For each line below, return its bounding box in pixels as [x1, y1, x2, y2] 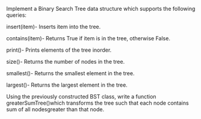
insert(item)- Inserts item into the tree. [6, 23, 101, 30]
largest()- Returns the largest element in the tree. [6, 81, 128, 88]
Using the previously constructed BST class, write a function [6, 93, 156, 100]
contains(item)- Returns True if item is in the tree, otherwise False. [6, 35, 170, 41]
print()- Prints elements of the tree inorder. [6, 46, 112, 53]
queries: [6, 11, 27, 19]
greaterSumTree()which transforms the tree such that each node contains [6, 99, 189, 106]
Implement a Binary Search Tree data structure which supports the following [6, 5, 196, 12]
